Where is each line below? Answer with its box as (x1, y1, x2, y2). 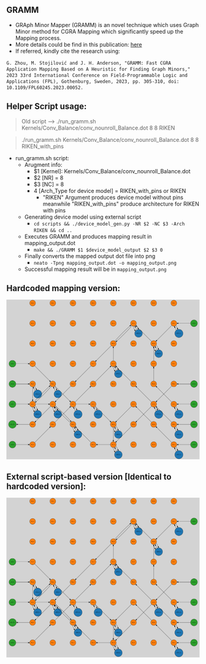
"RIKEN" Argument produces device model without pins (42, 193, 184, 201)
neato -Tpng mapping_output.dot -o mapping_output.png (33, 260, 177, 266)
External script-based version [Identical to (6, 471, 172, 482)
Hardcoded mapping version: (6, 283, 121, 294)
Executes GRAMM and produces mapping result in (24, 233, 152, 240)
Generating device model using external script (24, 213, 142, 221)
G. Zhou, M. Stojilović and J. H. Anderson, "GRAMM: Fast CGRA (6, 60, 172, 66)
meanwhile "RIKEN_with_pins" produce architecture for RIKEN (42, 200, 199, 208)
